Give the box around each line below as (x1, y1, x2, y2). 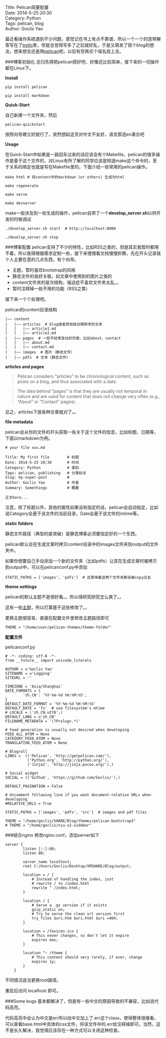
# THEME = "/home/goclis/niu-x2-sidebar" (5, 823, 92, 828)
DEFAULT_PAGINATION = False (5, 784, 63, 789)
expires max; (31, 937, 58, 942)
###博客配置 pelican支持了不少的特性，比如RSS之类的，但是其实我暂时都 (5, 244, 155, 250)
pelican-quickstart (5, 122, 45, 127)
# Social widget (5, 771, 39, 776)
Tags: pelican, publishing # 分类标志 (5, 470, 86, 475)
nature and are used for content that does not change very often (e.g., (17, 394, 161, 399)
